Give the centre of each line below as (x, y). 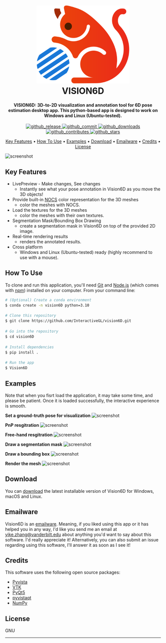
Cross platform (27, 247)
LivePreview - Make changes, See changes (56, 184)
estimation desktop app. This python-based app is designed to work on (83, 110)
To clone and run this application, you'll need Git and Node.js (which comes (82, 285)
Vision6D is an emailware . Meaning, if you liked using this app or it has (77, 524)
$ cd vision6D (20, 337)
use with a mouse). (39, 258)
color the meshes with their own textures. (62, 216)
